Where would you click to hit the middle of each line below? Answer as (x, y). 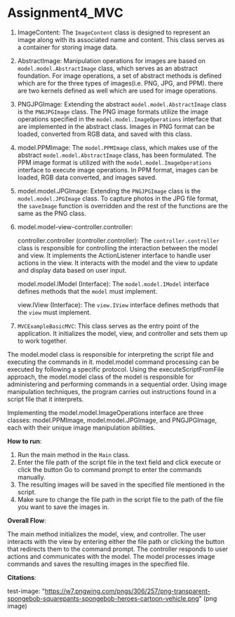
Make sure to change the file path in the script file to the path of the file (120, 499)
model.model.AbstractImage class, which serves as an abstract (107, 68)
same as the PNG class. (52, 213)
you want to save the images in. (63, 507)
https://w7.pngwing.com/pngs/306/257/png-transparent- (127, 591)
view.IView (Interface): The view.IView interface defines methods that (118, 305)
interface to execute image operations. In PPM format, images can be (118, 170)
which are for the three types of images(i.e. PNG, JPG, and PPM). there (120, 83)
